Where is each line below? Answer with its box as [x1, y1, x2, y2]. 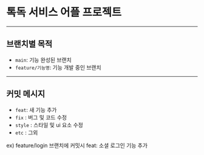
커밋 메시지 [6, 89, 46, 99]
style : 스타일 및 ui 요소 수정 [15, 121, 83, 128]
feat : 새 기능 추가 [15, 106, 57, 113]
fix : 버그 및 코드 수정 [15, 113, 67, 121]
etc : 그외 [15, 128, 38, 136]
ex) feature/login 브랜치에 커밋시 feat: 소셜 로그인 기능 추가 [6, 142, 148, 149]
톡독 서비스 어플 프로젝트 [6, 5, 122, 19]
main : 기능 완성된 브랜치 [15, 56, 72, 64]
